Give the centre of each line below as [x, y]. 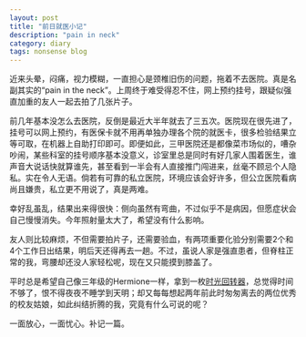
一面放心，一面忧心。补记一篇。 [69, 323]
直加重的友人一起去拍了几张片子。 [73, 102]
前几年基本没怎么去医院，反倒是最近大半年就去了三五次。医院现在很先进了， [153, 121]
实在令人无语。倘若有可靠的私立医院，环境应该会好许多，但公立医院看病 [161, 178]
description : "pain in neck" [65, 35]
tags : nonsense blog [49, 52]
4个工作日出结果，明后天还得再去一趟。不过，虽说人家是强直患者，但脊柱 [148, 250]
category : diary [40, 43]
